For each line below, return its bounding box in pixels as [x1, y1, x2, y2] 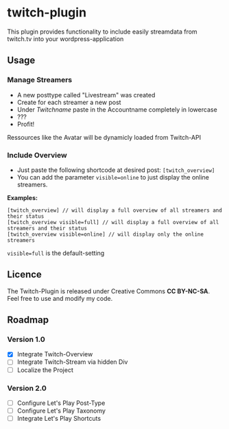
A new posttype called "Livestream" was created [16, 90, 156, 99]
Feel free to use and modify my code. [7, 294, 113, 302]
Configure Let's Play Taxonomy [16, 406, 106, 415]
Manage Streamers [7, 75, 73, 85]
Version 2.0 [7, 383, 47, 393]
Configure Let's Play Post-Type [16, 399, 106, 407]
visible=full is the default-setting [7, 249, 105, 257]
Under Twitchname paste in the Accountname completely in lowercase [16, 105, 217, 114]
